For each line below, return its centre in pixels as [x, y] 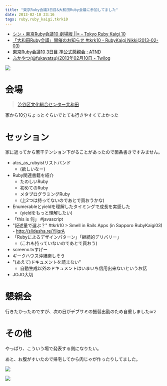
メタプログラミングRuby [45, 194]
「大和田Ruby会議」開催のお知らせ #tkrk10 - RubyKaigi [69, 40]
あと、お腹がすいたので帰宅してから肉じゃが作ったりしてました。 [73, 359]
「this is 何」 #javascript [38, 219]
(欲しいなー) [32, 169]
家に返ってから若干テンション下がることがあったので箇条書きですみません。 [84, 152]
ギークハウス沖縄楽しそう [39, 256]
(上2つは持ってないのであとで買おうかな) [62, 201]
